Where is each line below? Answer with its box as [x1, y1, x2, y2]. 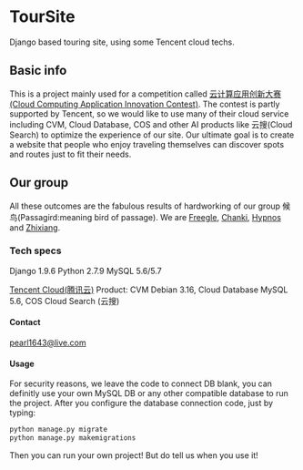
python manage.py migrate [9, 425, 107, 434]
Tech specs [9, 244, 62, 257]
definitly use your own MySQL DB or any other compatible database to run [9, 388, 289, 399]
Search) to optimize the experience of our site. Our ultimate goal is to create [9, 129, 295, 140]
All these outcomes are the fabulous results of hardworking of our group [9, 200, 280, 211]
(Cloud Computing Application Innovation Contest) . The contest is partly [9, 98, 280, 109]
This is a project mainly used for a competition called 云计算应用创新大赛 [9, 88, 282, 99]
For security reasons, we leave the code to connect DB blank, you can [9, 378, 273, 389]
